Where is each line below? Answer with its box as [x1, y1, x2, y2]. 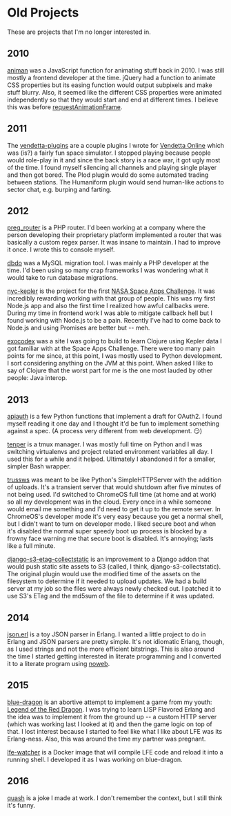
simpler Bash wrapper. [7, 462, 71, 471]
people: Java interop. [7, 374, 68, 382]
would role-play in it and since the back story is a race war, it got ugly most [7, 155, 221, 164]
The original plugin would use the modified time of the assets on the [7, 570, 201, 578]
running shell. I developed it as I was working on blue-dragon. [7, 755, 183, 763]
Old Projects [7, 5, 79, 21]
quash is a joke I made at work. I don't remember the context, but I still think [7, 793, 223, 802]
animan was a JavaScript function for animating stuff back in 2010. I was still [7, 66, 225, 74]
